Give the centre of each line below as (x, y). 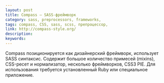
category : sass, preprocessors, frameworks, (53, 19)
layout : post (19, 10)
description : (19, 34)
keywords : (16, 39)
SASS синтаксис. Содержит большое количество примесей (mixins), (80, 58)
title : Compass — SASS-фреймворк (41, 15)
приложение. (20, 75)
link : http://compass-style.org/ (41, 29)
